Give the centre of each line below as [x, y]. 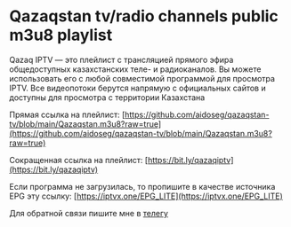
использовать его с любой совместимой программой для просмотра [142, 78]
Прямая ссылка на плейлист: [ [67, 114]
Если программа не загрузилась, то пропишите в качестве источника [142, 186]
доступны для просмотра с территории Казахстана [107, 97]
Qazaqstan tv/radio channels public [144, 16]
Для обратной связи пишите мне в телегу [89, 213]
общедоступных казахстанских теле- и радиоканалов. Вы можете [135, 69]
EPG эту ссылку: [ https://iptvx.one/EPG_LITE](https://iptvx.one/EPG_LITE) [146, 196]
